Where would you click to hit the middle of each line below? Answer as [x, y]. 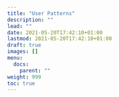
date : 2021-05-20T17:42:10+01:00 [55, 32]
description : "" [30, 20]
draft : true [24, 45]
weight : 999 [24, 77]
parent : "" [35, 70]
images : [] [23, 52]
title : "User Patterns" [41, 13]
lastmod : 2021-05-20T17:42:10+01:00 [60, 39]
